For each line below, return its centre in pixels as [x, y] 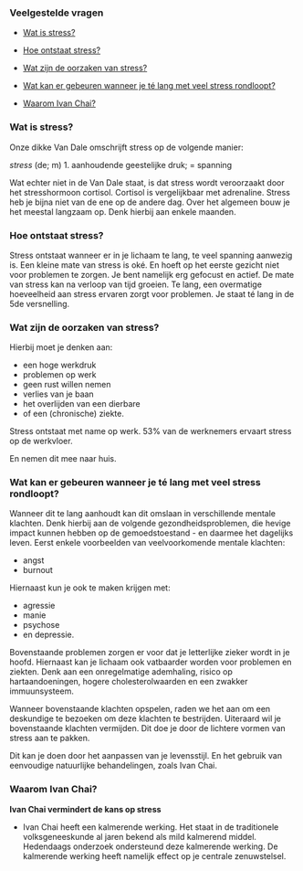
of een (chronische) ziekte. [73, 414]
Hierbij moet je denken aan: [61, 347]
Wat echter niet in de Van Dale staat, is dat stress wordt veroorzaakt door [147, 182]
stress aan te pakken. [50, 738]
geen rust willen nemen [67, 385]
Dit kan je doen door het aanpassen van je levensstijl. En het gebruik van [146, 756]
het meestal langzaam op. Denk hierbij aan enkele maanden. [123, 211]
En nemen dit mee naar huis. [63, 459]
